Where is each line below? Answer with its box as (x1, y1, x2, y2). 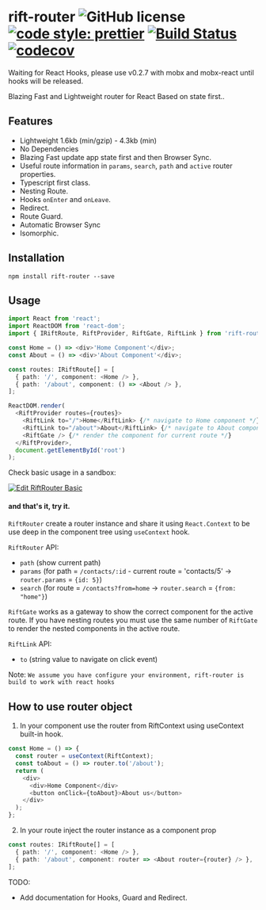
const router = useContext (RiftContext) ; (15, 752, 154, 760)
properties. (19, 169, 56, 178)
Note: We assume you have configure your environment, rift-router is (8, 670, 245, 679)
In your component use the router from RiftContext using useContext (19, 721, 244, 731)
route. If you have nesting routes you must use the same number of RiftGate (8, 615, 258, 625)
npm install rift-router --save (8, 272, 115, 281)
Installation (8, 251, 65, 265)
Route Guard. (19, 211, 63, 221)
